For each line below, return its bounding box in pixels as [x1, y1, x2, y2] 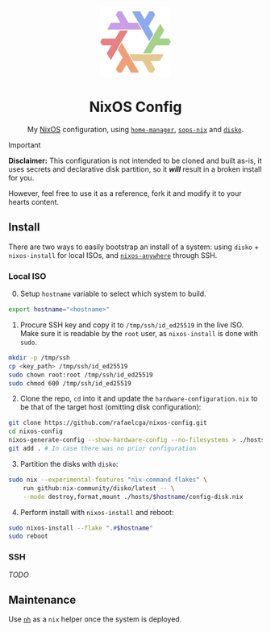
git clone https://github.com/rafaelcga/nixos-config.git [8, 419, 207, 427]
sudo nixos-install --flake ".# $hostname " [8, 524, 153, 532]
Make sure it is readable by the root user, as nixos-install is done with [19, 328, 258, 338]
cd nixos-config [8, 427, 63, 436]
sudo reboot [8, 532, 48, 541]
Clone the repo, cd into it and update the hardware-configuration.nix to [19, 393, 258, 404]
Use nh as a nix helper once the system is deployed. [8, 614, 182, 624]
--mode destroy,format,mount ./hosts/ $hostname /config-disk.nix [23, 493, 244, 501]
